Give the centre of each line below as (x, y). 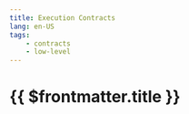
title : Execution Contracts (63, 18)
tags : (20, 35)
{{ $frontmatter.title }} (95, 97)
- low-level (48, 52)
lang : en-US (32, 26)
